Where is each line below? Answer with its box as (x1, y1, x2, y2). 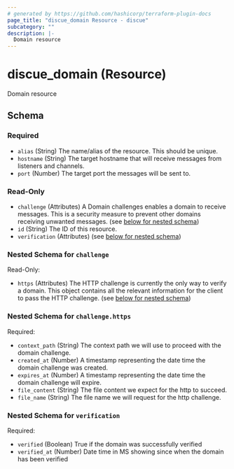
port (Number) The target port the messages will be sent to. (17, 169, 191, 177)
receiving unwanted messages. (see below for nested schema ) (17, 218, 200, 226)
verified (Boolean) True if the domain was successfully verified (17, 440, 202, 448)
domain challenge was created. (17, 363, 109, 372)
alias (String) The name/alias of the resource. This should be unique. (17, 146, 219, 155)
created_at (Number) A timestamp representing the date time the (17, 356, 206, 364)
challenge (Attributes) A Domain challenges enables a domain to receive (17, 202, 226, 211)
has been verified (17, 454, 69, 463)
